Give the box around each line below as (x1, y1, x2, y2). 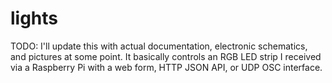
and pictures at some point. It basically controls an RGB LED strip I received (10, 50, 322, 62)
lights (10, 7, 59, 30)
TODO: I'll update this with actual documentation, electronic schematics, (10, 40, 308, 52)
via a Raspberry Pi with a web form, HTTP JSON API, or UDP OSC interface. (10, 61, 323, 73)
